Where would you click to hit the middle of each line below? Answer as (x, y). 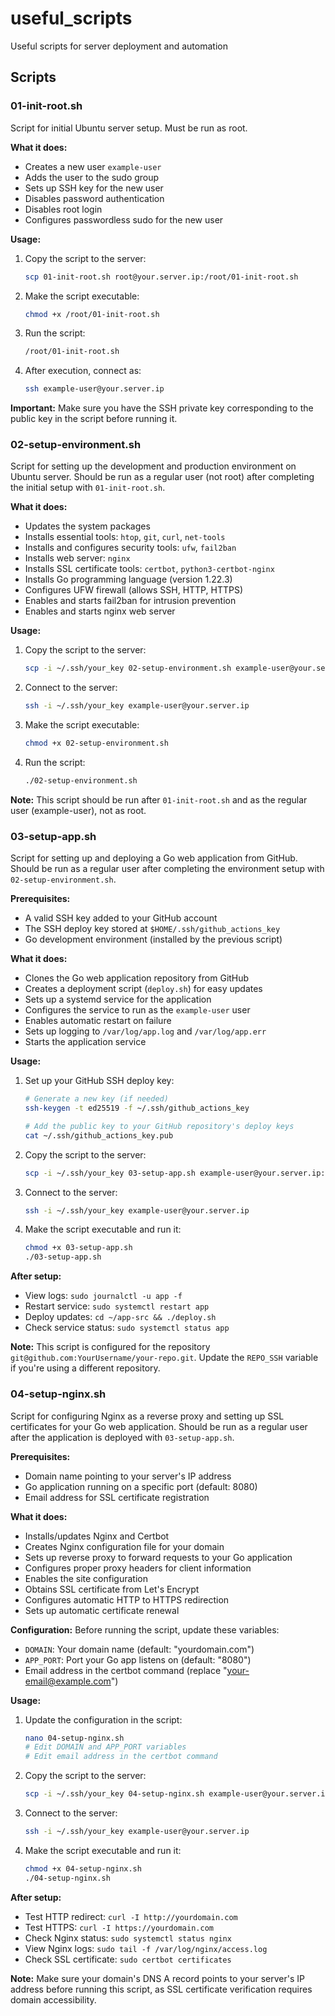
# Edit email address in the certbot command (121, 1757)
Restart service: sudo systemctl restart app (117, 1306)
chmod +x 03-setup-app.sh (78, 1248)
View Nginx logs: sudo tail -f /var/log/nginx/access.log (146, 1948)
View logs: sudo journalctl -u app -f (103, 1296)
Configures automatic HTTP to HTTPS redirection (127, 1599)
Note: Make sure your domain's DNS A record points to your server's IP (157, 1978)
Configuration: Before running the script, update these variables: (145, 1629)
